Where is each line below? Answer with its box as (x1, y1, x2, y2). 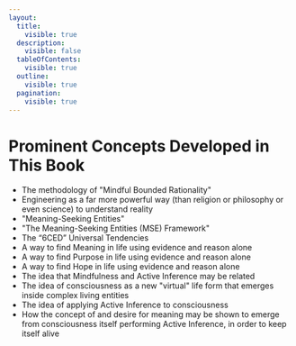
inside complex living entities (21, 290, 130, 301)
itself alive (21, 328, 60, 339)
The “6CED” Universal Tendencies (21, 232, 149, 243)
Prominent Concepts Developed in (8, 136, 270, 156)
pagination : (16, 88, 62, 97)
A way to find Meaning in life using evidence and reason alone (21, 242, 253, 253)
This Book (8, 155, 85, 176)
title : (16, 22, 41, 31)
